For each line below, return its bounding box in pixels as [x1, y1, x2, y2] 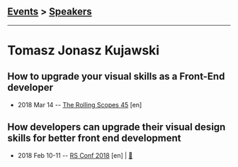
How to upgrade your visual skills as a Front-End [7, 70, 225, 82]
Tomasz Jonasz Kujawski [7, 43, 160, 58]
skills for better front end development [7, 132, 181, 144]
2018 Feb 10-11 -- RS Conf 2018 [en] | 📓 [17, 151, 133, 159]
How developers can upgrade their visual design [7, 121, 226, 134]
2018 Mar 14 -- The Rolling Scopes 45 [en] [17, 100, 142, 109]
